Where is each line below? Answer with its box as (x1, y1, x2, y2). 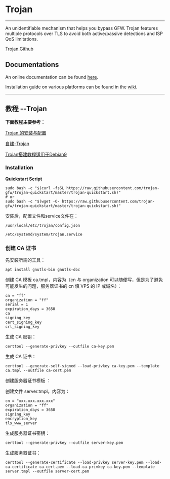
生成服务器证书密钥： (5, 430, 50, 436)
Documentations (5, 60, 59, 69)
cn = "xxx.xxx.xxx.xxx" (5, 398, 56, 404)
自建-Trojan (5, 141, 29, 147)
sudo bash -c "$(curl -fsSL (5, 185, 65, 191)
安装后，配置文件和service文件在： (5, 213, 78, 219)
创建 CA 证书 (5, 245, 36, 252)
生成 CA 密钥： (5, 334, 36, 340)
